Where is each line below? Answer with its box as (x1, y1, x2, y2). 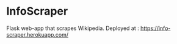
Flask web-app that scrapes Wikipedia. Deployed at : (6, 24, 139, 32)
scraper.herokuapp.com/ (6, 31, 69, 38)
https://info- (140, 24, 171, 32)
